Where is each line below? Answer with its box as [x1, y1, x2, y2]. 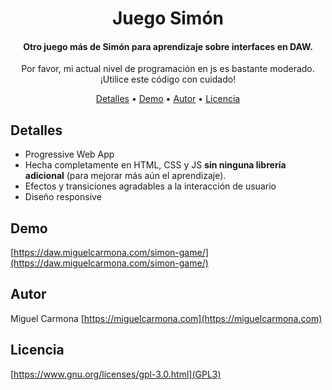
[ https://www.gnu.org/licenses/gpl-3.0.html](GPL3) [10, 368, 222, 380]
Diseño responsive [24, 191, 102, 203]
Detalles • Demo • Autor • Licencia [95, 93, 241, 105]
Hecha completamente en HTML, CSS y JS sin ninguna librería [24, 159, 287, 171]
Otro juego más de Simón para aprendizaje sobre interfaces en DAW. [23, 40, 313, 52]
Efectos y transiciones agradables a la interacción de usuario [24, 180, 277, 192]
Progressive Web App [24, 148, 115, 161]
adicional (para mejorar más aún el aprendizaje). [24, 170, 227, 182]
